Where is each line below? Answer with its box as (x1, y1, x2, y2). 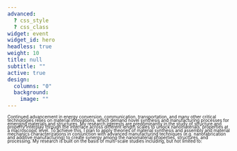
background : (13, 89, 50, 96)
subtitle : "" (7, 63, 46, 70)
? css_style (13, 17, 50, 24)
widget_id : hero (7, 37, 55, 44)
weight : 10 (7, 50, 40, 57)
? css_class (13, 23, 50, 30)
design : (7, 75, 30, 83)
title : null (7, 56, 42, 64)
